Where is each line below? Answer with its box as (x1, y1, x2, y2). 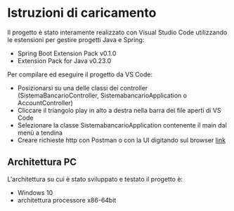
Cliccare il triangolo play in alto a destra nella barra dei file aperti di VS (17, 106, 221, 114)
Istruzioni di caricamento (7, 5, 157, 21)
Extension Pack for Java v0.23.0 (17, 56, 112, 64)
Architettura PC (7, 156, 77, 168)
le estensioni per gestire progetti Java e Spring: (7, 35, 145, 43)
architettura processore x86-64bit (17, 196, 117, 204)
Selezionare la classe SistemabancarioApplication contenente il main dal (17, 121, 227, 129)
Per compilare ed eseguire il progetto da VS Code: (7, 70, 153, 79)
